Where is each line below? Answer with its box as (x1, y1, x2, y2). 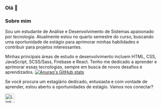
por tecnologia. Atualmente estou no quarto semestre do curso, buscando (5, 34, 154, 40)
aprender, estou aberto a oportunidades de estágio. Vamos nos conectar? (5, 84, 154, 90)
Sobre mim (5, 17, 32, 24)
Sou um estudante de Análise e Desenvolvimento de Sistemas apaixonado (5, 29, 154, 35)
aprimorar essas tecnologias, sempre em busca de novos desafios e (5, 64, 142, 70)
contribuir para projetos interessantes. (5, 44, 82, 50)
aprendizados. (5, 69, 34, 75)
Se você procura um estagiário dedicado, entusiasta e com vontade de (5, 79, 148, 85)
